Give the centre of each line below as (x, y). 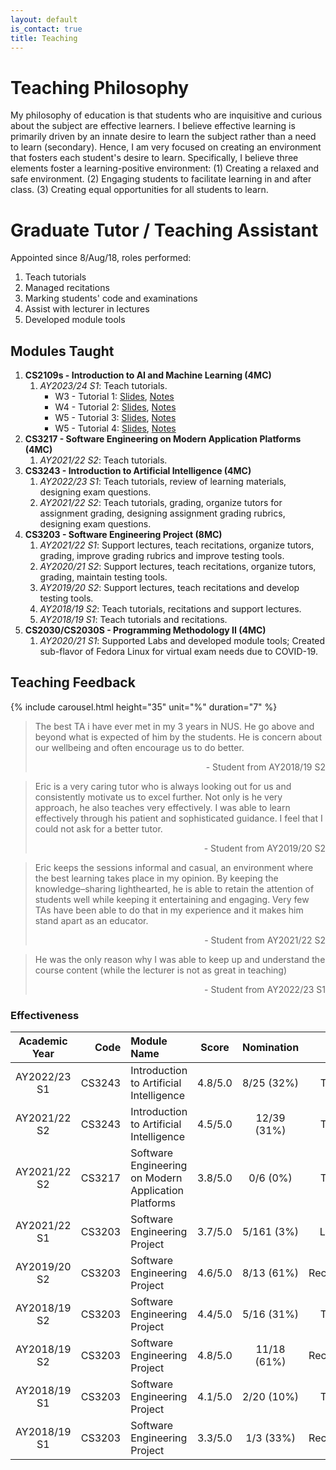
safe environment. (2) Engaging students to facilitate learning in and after (161, 179)
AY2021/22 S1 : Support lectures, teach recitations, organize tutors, (177, 545)
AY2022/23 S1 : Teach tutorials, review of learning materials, (163, 482)
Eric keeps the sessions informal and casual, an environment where (174, 867)
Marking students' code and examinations (111, 298)
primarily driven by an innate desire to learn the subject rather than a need (163, 137)
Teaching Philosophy (100, 87)
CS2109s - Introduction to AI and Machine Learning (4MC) (148, 375)
